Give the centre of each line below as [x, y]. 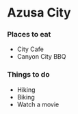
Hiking [26, 89]
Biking [26, 97]
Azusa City [39, 13]
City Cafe [30, 49]
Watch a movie [38, 104]
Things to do [28, 75]
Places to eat [29, 35]
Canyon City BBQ [41, 57]
